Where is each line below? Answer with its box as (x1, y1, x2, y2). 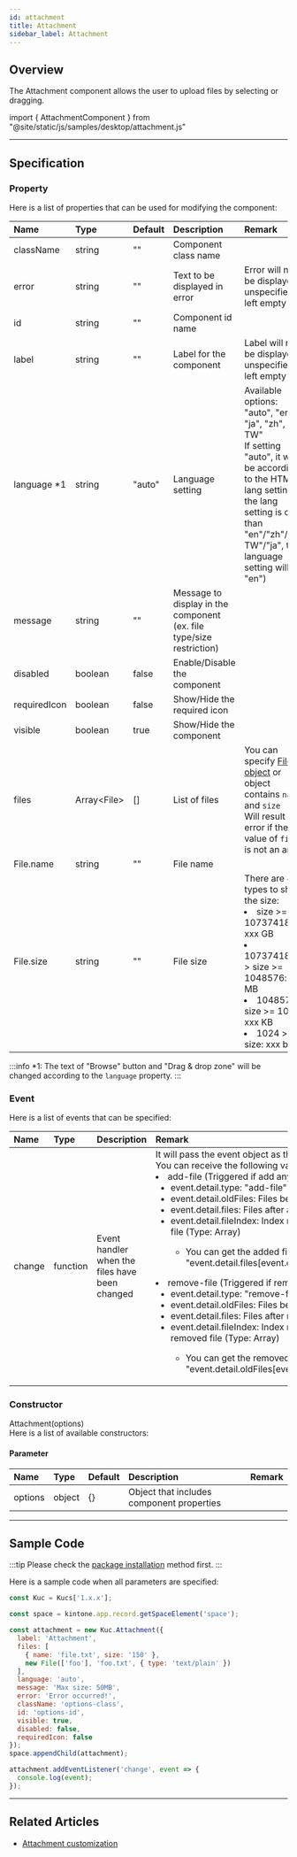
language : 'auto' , (17, 1675, 86, 1684)
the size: (244, 894, 280, 906)
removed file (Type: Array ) (170, 1332, 280, 1345)
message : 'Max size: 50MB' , (17, 1684, 121, 1692)
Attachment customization (21, 1838, 118, 1848)
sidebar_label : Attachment (9, 29, 109, 38)
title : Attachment (9, 21, 77, 30)
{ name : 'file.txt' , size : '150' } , (25, 1650, 161, 1660)
